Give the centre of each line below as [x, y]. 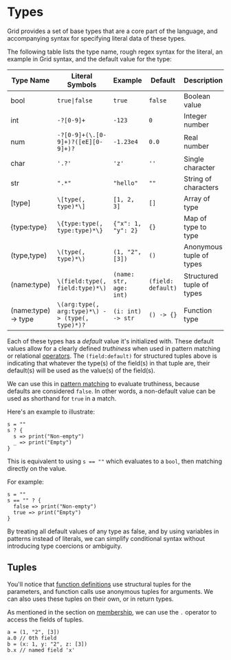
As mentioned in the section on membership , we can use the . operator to [112, 612]
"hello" [126, 183]
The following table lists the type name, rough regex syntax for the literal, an [115, 52]
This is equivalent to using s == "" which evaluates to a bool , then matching [114, 461]
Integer [196, 116]
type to [195, 226]
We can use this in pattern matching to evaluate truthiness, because [103, 383]
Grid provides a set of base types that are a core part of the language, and [112, 31]
